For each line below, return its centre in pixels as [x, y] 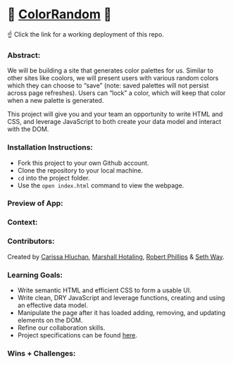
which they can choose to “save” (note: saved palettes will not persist [108, 86]
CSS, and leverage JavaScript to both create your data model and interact [114, 122]
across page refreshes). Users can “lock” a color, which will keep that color [116, 93]
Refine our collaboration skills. [61, 328]
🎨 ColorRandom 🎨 [59, 14]
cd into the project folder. [53, 178]
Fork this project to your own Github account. [83, 163]
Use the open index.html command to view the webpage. [101, 185]
